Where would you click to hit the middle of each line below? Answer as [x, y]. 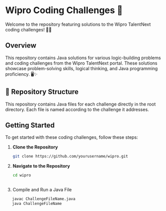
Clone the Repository [35, 147]
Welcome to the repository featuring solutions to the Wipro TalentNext [78, 24]
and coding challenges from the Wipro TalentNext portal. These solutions [81, 63]
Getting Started [30, 125]
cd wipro [22, 175]
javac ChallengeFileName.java [44, 199]
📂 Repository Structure [42, 92]
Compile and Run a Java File [42, 190]
